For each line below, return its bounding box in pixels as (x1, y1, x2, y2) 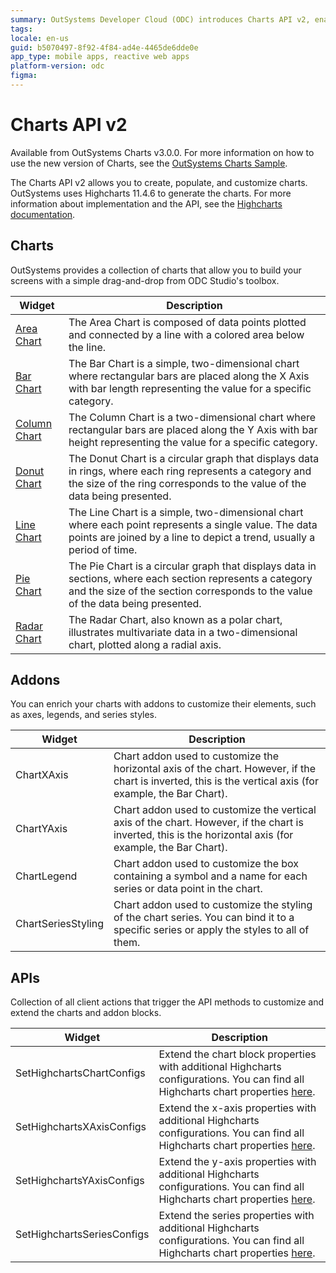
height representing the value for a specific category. (68, 435, 318, 449)
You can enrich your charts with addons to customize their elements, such (10, 698, 317, 710)
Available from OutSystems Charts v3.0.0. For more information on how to (10, 146, 315, 158)
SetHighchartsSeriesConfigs (15, 1227, 150, 1241)
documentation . (10, 208, 76, 220)
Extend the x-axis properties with (158, 1101, 317, 1115)
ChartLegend (15, 869, 78, 883)
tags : (10, 24, 33, 34)
